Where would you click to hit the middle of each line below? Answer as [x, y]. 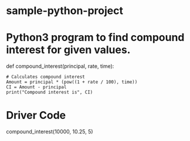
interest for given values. [68, 50]
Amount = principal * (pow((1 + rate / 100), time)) [72, 82]
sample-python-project [65, 11]
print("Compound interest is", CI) [50, 92]
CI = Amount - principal [36, 87]
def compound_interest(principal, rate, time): [60, 66]
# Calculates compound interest [45, 77]
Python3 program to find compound [95, 38]
